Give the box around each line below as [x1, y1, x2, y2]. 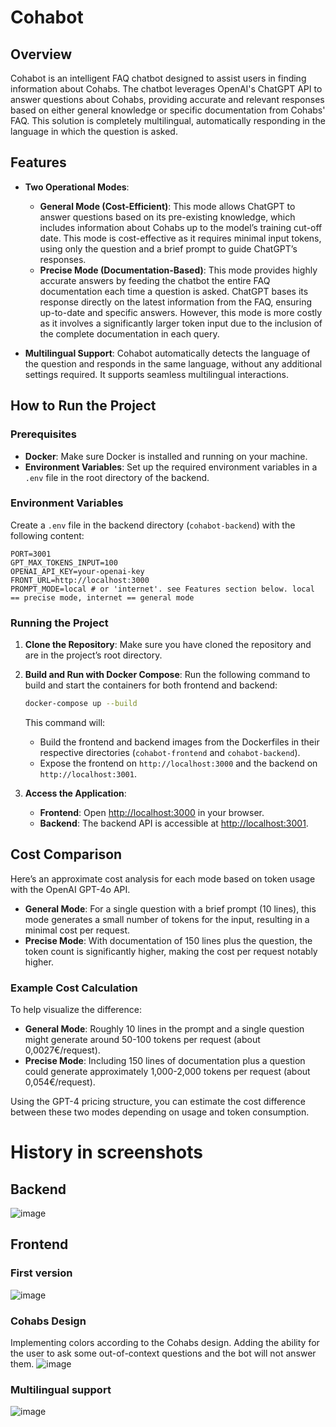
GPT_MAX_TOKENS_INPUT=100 [10, 557, 118, 568]
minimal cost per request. [24, 924, 131, 936]
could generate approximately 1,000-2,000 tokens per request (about [24, 1066, 311, 1078]
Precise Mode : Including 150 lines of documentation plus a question [24, 1055, 306, 1067]
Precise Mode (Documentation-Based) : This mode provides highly [39, 264, 318, 276]
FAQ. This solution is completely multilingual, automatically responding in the [10, 115, 326, 126]
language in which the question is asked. [10, 126, 178, 137]
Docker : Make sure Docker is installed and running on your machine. [24, 450, 308, 462]
